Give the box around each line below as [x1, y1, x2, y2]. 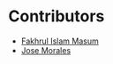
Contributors [8, 6, 105, 27]
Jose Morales [20, 44, 72, 55]
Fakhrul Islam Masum [20, 36, 99, 46]
